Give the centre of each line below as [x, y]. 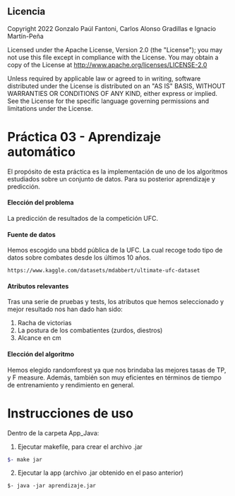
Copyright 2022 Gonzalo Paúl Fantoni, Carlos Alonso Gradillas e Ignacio [112, 28]
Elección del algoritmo [41, 354]
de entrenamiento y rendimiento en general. [71, 385]
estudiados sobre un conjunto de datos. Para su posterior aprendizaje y [111, 179]
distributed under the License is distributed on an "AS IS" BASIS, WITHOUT [116, 86]
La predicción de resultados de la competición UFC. [83, 218]
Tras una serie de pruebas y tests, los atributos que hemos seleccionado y [116, 302]
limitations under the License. [50, 108]
